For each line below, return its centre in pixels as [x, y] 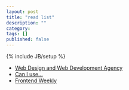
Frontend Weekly [36, 80]
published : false [28, 39]
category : [19, 28]
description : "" [26, 23]
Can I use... [29, 74]
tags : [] [17, 34]
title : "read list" [30, 17]
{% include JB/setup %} [36, 56]
